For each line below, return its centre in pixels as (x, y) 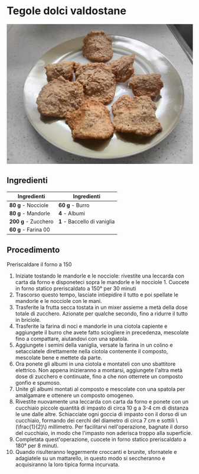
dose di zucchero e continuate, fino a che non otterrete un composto (99, 376)
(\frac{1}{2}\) (31, 427)
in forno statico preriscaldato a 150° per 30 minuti (76, 288)
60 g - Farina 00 (30, 230)
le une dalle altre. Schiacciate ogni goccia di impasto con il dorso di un (101, 414)
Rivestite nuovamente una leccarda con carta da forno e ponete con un (102, 401)
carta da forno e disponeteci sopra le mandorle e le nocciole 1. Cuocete (102, 282)
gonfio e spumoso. (38, 382)
